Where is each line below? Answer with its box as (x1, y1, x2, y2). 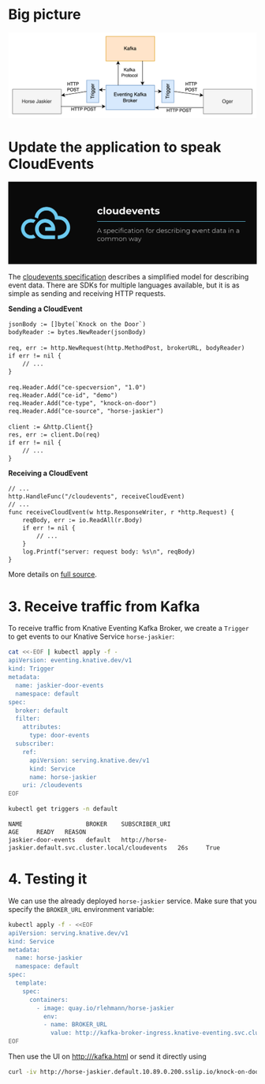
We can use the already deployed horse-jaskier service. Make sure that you (8, 896, 257, 906)
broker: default (15, 707, 69, 715)
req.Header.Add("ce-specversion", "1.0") (8, 384, 147, 392)
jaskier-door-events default (8, 836, 111, 844)
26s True (177, 844, 221, 852)
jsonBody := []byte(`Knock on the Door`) (8, 321, 147, 328)
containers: (28, 996, 69, 1003)
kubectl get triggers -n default (8, 805, 118, 813)
